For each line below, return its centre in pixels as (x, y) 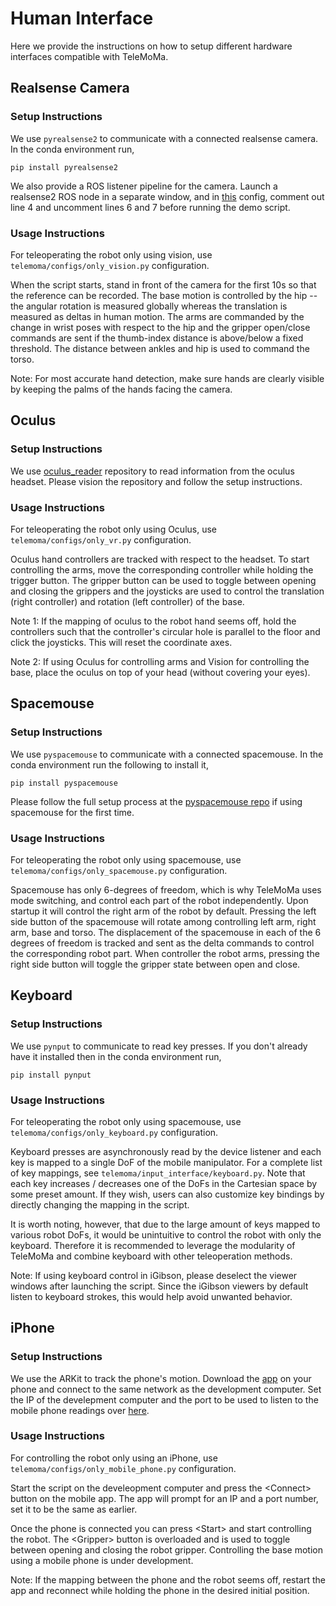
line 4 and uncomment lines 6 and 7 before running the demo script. (150, 207)
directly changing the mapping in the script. (100, 1204)
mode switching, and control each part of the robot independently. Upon (159, 900)
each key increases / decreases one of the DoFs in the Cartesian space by (164, 1183)
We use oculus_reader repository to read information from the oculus (152, 471)
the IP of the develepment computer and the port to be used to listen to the (164, 1399)
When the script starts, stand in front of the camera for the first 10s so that (163, 284)
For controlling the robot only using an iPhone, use (114, 1458)
